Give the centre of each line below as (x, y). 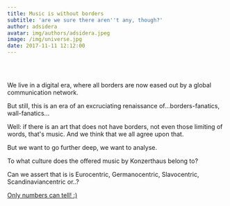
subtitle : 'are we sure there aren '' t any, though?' (85, 20)
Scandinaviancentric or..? (43, 182)
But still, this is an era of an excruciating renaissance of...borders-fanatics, (114, 106)
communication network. (43, 93)
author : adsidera (32, 26)
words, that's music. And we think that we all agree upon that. (96, 134)
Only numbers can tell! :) (42, 196)
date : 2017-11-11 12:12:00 (46, 46)
